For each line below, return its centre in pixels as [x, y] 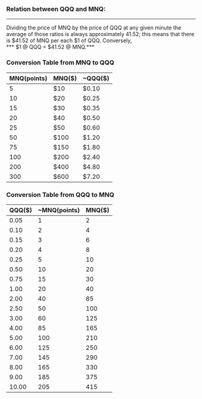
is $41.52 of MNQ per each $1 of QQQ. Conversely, [69, 40]
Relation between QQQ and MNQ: [56, 9]
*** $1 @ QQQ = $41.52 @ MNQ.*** [50, 47]
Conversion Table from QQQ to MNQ [60, 195]
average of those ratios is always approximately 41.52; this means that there [100, 34]
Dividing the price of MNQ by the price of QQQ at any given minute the [94, 28]
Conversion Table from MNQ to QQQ [60, 63]
